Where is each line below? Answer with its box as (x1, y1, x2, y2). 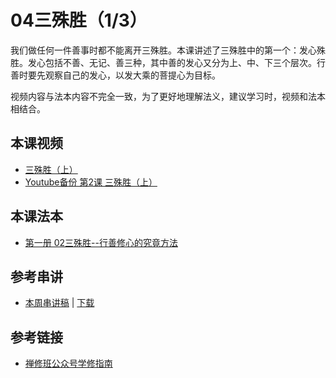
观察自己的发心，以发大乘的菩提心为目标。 (44, 69, 221, 81)
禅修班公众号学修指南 (24, 357, 113, 370)
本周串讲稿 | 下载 (24, 297, 95, 309)
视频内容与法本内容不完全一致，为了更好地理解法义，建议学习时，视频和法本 (10, 90, 326, 102)
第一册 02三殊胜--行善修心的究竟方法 (24, 236, 178, 248)
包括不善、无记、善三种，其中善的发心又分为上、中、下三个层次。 (44, 56, 317, 68)
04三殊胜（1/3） (10, 9, 148, 32)
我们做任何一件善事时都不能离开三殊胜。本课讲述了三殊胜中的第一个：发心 (10, 44, 317, 56)
